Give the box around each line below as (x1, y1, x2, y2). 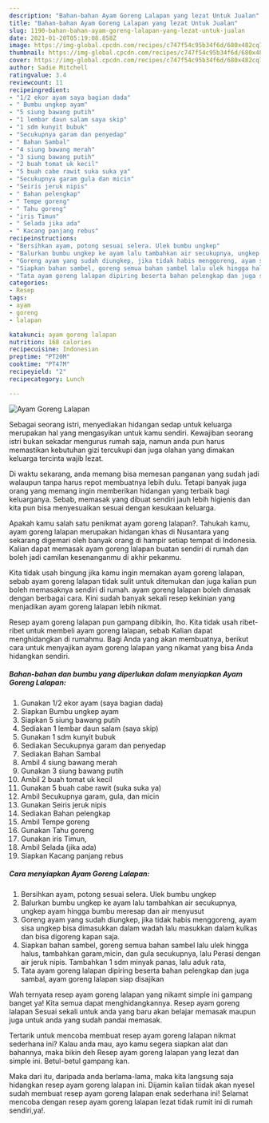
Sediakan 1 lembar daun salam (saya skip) (20, 724, 159, 733)
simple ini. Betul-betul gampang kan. (9, 1056, 130, 1065)
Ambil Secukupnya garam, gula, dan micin (20, 792, 160, 801)
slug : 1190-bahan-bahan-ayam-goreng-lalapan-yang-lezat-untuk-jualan (9, 26, 246, 34)
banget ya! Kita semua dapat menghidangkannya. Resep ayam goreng (9, 998, 240, 1007)
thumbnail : (9, 49, 45, 57)
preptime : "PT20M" (9, 353, 70, 361)
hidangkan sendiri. (9, 651, 70, 661)
